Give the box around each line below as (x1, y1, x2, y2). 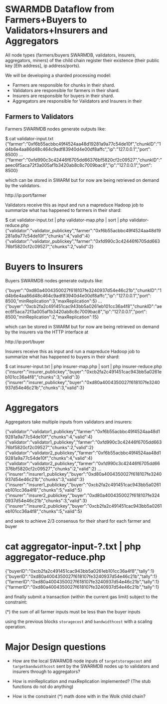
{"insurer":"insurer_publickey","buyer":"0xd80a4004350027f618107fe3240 (5, 379, 161, 385)
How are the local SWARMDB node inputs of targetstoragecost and (12, 657, 152, 664)
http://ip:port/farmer (5, 192, 47, 198)
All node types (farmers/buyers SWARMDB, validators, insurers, (5, 52, 136, 58)
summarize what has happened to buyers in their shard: (5, 354, 120, 360)
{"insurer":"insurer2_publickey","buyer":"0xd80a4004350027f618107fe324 (5, 492, 160, 498)
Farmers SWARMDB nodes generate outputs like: (5, 126, 106, 132)
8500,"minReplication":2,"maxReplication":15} (5, 314, 99, 320)
